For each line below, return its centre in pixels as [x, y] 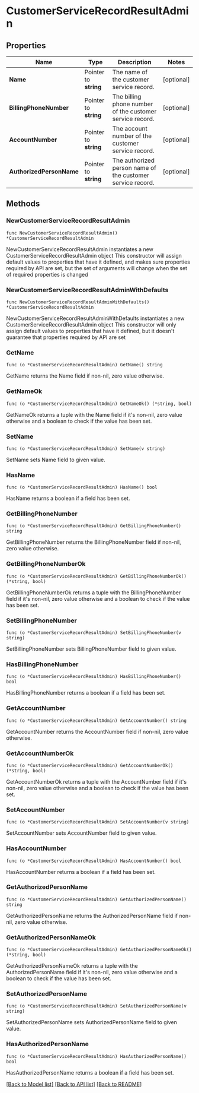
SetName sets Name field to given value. [56, 460]
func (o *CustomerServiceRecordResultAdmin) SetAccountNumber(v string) [98, 822]
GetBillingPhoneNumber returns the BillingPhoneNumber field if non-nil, [94, 542]
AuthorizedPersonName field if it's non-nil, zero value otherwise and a [92, 972]
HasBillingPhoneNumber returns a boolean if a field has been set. [86, 693]
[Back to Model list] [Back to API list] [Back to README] [74, 1084]
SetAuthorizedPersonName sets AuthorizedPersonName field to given [92, 1022]
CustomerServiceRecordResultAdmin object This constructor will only [91, 324]
